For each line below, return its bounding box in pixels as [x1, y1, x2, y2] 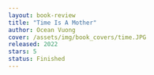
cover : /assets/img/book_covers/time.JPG [8, 33, 147, 41]
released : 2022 [8, 41, 58, 48]
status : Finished [8, 55, 66, 63]
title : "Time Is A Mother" [8, 19, 97, 27]
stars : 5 [8, 48, 37, 55]
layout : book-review [8, 11, 77, 20]
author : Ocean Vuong [8, 26, 77, 34]
